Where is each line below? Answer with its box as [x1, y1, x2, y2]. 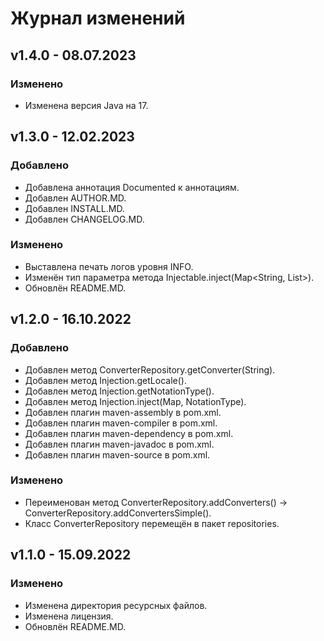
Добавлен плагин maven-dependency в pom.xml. [24, 427, 234, 439]
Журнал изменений [10, 7, 186, 30]
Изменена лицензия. [24, 610, 114, 622]
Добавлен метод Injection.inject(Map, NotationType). [24, 395, 247, 407]
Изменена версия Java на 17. [24, 99, 149, 111]
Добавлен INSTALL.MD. [24, 202, 125, 214]
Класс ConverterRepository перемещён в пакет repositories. [24, 517, 280, 529]
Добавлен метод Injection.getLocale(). [24, 374, 187, 386]
